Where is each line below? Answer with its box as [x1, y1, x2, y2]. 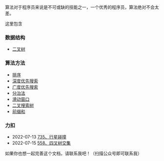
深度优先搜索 [12, 78, 38, 84]
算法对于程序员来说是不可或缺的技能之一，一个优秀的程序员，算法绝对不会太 [5, 4, 159, 10]
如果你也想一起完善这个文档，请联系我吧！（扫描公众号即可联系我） [5, 150, 142, 156]
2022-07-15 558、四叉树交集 [12, 140, 71, 146]
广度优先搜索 [12, 84, 38, 90]
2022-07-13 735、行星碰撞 [12, 134, 67, 139]
